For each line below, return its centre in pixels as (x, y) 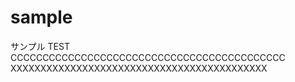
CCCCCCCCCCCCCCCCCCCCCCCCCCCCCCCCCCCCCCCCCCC (148, 57)
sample (41, 17)
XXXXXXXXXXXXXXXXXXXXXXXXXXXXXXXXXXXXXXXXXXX (139, 68)
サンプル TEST (40, 46)
